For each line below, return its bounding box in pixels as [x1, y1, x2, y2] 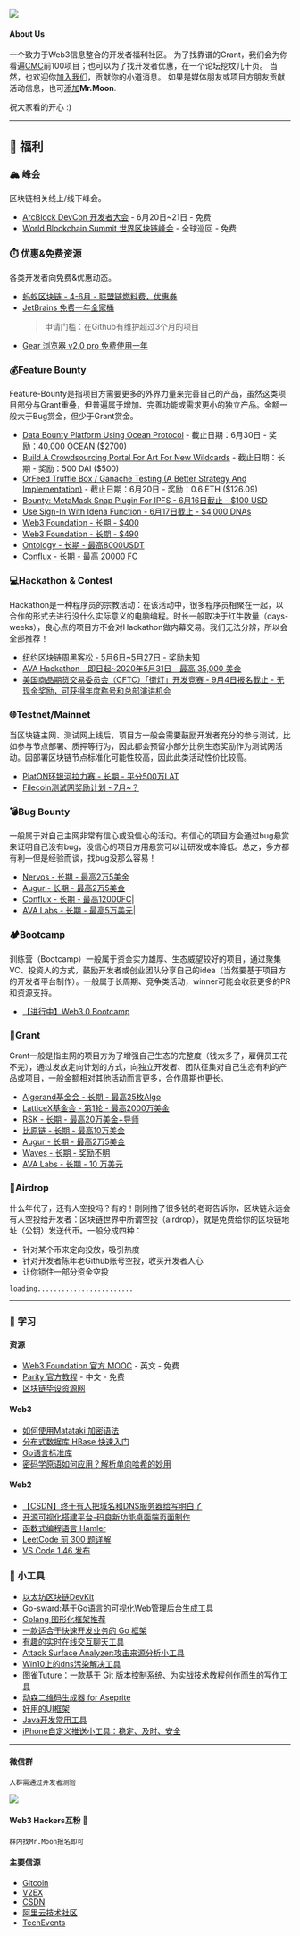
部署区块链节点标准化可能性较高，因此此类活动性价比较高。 [32, 752, 252, 763]
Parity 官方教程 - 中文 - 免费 [21, 1372, 125, 1383]
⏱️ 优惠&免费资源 [9, 247, 82, 259]
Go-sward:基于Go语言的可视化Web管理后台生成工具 [21, 1603, 214, 1613]
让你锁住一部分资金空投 [21, 1267, 109, 1277]
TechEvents [21, 1917, 66, 1928]
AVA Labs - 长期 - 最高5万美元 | [21, 905, 137, 916]
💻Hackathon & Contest [9, 575, 113, 587]
